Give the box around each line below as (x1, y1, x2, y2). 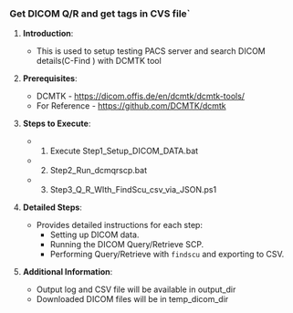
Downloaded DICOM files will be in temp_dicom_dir (36, 294, 229, 305)
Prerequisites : (22, 73, 78, 84)
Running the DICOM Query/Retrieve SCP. (49, 239, 204, 250)
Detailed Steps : (22, 202, 82, 213)
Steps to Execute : (22, 118, 91, 130)
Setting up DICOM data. (49, 229, 140, 240)
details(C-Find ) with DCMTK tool (36, 56, 162, 67)
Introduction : (22, 28, 74, 39)
